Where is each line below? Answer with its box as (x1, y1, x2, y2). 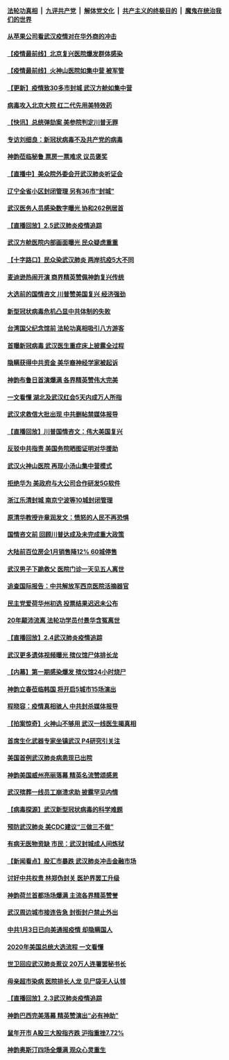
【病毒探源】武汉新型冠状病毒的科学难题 (7, 805, 123, 814)
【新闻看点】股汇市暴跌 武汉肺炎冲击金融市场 (7, 857, 137, 865)
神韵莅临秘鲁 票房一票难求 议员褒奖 (7, 153, 108, 161)
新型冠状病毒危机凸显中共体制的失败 (7, 307, 111, 315)
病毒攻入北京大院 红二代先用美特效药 (7, 101, 112, 109)
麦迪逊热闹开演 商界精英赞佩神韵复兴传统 (7, 273, 125, 281)
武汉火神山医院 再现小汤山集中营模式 (7, 462, 112, 470)
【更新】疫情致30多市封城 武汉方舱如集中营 (7, 83, 133, 92)
